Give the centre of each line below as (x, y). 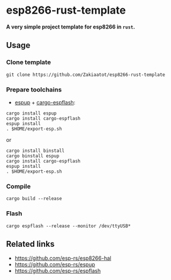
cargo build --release (34, 199)
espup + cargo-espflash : (45, 102)
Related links (30, 244)
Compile (18, 186)
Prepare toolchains (34, 90)
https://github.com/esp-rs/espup (55, 265)
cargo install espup (32, 113)
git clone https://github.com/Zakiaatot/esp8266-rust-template (86, 75)
